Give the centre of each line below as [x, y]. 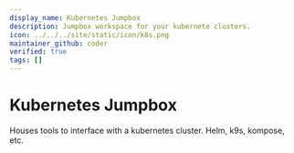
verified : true [38, 52]
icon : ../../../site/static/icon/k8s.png [89, 35]
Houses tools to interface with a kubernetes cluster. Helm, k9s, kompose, [147, 130]
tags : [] [26, 60]
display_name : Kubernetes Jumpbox [75, 18]
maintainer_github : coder [58, 43]
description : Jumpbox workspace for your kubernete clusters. [130, 26]
